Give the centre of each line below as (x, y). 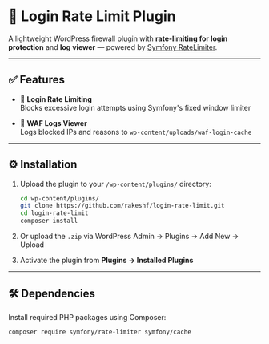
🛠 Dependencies (52, 294)
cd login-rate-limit (54, 213)
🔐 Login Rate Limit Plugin (92, 16)
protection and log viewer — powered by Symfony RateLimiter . (113, 47)
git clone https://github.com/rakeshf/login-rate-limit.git (122, 206)
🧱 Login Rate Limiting (56, 99)
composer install (49, 221)
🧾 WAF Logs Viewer (54, 123)
